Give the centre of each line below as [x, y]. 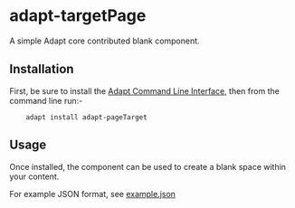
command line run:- [46, 100]
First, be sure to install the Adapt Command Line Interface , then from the [145, 90]
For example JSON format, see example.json [93, 194]
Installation [42, 69]
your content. [34, 176]
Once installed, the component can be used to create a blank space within [148, 166]
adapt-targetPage [78, 16]
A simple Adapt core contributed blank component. [105, 41]
